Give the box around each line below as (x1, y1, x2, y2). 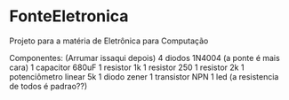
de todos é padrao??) (9, 81, 87, 91)
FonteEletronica (9, 6, 129, 27)
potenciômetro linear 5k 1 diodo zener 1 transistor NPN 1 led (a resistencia (9, 71, 279, 81)
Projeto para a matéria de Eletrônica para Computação (9, 35, 209, 46)
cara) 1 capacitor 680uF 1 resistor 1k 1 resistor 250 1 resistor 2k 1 (9, 62, 245, 73)
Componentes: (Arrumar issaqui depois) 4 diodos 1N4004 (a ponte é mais (9, 52, 280, 63)
